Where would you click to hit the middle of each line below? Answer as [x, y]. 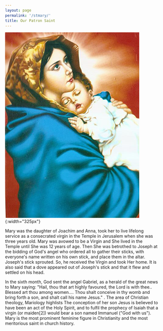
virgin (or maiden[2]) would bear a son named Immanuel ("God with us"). [78, 313]
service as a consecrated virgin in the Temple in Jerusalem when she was [79, 236]
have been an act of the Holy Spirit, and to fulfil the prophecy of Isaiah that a [81, 308]
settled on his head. [25, 272]
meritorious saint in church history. [40, 323]
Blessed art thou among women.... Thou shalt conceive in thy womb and [77, 292]
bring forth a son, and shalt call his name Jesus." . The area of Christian [77, 297]
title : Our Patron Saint [30, 21]
